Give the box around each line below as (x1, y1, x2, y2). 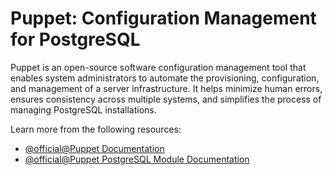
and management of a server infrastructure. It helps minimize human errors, (10, 82, 323, 94)
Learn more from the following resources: (10, 123, 182, 135)
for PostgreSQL (10, 28, 141, 51)
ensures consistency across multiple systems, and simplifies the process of (10, 93, 322, 105)
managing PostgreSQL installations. (10, 103, 157, 116)
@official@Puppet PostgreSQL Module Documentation (24, 153, 250, 165)
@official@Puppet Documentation (24, 142, 165, 154)
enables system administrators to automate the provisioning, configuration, (10, 72, 320, 84)
